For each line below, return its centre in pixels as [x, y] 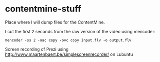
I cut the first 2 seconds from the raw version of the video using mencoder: [80, 31]
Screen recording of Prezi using [37, 49]
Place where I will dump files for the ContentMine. [55, 22]
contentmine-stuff [43, 9]
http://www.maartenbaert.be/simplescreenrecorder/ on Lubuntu [69, 54]
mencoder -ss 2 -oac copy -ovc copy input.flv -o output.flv [68, 40]
